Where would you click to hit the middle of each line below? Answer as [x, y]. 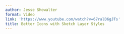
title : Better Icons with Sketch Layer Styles [55, 24]
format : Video [20, 14]
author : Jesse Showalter [31, 10]
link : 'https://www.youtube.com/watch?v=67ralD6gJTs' [63, 19]
